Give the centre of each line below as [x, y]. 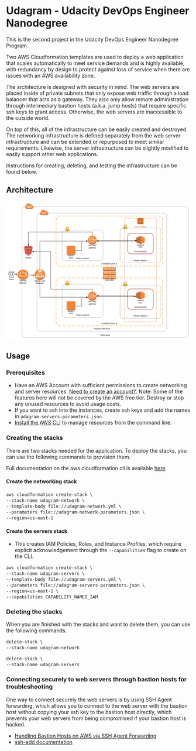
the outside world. [28, 118]
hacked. [16, 724]
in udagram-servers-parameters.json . [59, 416]
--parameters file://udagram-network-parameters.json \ [75, 512]
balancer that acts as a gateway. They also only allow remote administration [97, 99]
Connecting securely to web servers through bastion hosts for [97, 680]
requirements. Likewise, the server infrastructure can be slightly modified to [97, 148]
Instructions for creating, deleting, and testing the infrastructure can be [92, 166]
